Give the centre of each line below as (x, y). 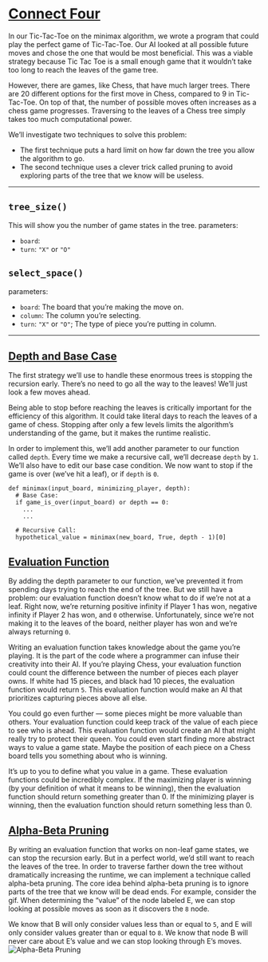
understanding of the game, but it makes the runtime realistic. (110, 433)
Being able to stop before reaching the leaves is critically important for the (130, 408)
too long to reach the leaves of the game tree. (83, 69)
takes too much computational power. (70, 119)
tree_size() (38, 207)
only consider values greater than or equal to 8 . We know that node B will (128, 933)
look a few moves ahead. (49, 392)
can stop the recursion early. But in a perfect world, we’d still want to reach (132, 858)
